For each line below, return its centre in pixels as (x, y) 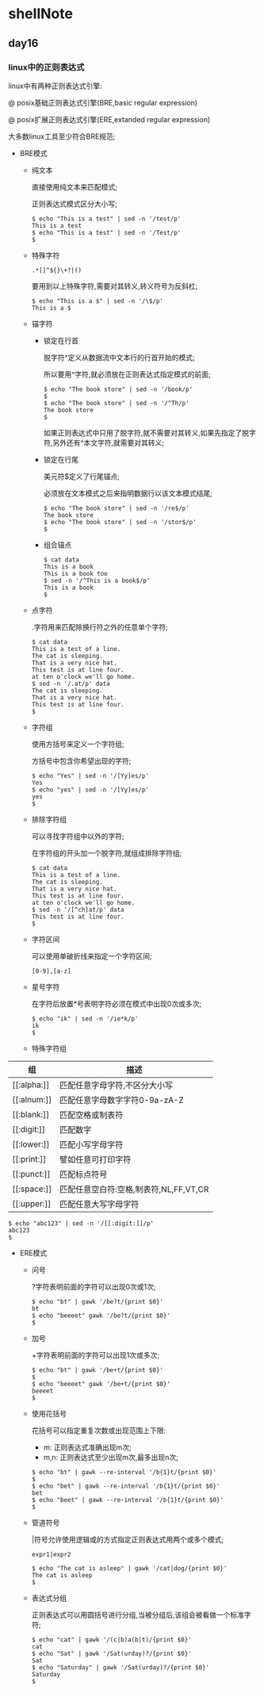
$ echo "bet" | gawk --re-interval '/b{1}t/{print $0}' (126, 1486)
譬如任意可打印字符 (95, 1159)
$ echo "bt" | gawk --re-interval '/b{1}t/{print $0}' (124, 1472)
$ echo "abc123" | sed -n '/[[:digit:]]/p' (81, 1223)
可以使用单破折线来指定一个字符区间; (92, 956)
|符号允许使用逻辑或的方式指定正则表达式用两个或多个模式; (128, 1539)
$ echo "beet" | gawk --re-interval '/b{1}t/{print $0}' (128, 1500)
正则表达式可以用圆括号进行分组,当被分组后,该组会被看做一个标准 (138, 1614)
